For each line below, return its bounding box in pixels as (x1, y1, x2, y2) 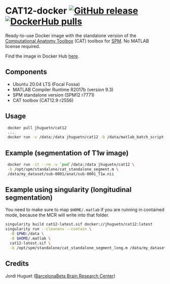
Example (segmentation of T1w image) (5, 149, 129, 157)
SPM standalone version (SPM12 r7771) (12, 91, 95, 98)
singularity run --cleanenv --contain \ (5, 226, 92, 232)
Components (5, 68, 47, 76)
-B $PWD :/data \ (10, 231, 44, 236)
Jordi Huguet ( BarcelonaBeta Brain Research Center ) (5, 273, 115, 279)
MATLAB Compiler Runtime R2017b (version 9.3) (12, 86, 114, 92)
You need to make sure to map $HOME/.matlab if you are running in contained (5, 207, 164, 213)
